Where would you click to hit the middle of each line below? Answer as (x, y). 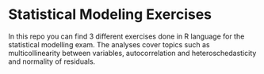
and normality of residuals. (52, 61)
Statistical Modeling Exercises (110, 15)
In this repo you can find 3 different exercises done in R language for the (126, 36)
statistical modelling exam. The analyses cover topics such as (109, 44)
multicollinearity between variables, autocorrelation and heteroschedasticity (132, 53)
